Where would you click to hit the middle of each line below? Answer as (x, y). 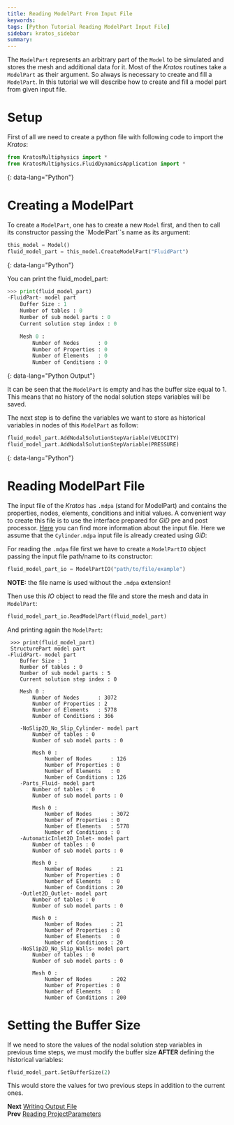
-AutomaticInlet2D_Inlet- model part (75, 838)
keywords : (22, 20)
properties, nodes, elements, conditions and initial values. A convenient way (117, 513)
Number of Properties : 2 (70, 704)
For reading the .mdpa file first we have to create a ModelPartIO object (107, 549)
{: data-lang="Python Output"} (51, 376)
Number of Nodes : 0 (70, 343)
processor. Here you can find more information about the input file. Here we (116, 528)
